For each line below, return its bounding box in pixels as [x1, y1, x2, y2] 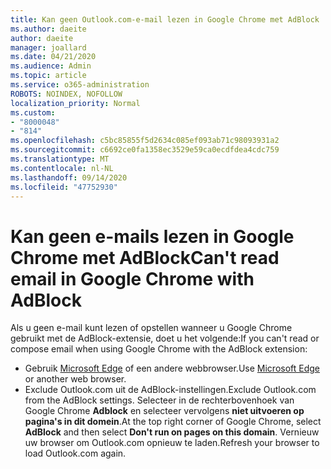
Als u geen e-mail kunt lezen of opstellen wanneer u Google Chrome [10, 322, 293, 334]
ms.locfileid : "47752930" [10, 182, 118, 192]
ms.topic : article [10, 71, 87, 81]
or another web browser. [24, 373, 127, 385]
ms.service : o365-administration [10, 80, 150, 90]
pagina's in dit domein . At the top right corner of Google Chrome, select [24, 416, 322, 428]
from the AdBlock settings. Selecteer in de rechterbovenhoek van [24, 394, 295, 406]
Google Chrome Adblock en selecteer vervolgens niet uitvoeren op [24, 405, 305, 417]
